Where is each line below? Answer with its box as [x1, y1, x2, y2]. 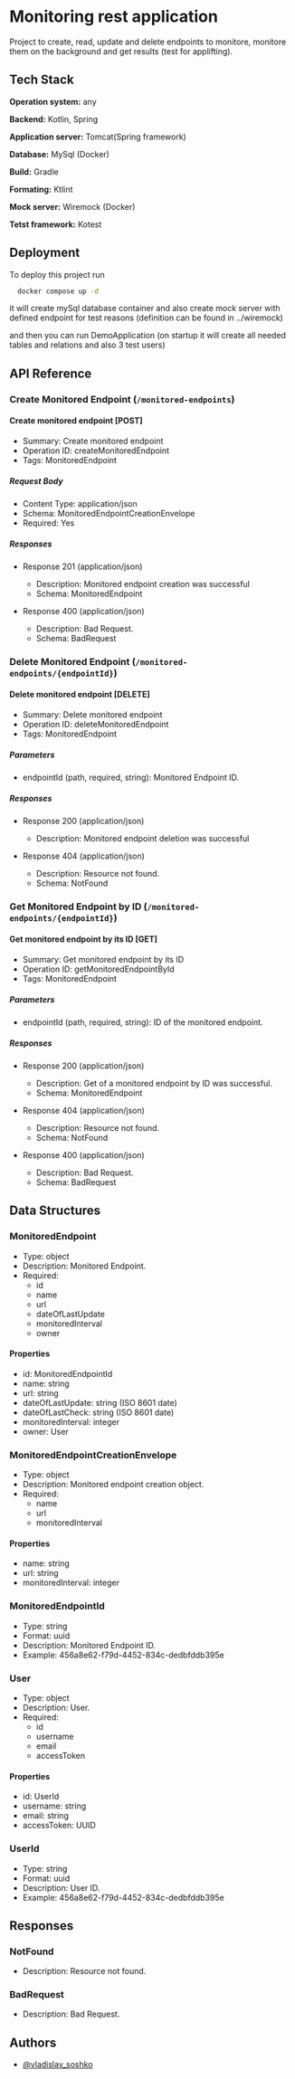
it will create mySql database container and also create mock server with [9, 303, 281, 314]
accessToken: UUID [22, 1820, 97, 1831]
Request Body [9, 475, 63, 486]
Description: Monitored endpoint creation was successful [35, 578, 251, 589]
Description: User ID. [22, 1882, 100, 1893]
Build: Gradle [9, 166, 59, 177]
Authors [9, 2035, 57, 2050]
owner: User [22, 1426, 70, 1437]
